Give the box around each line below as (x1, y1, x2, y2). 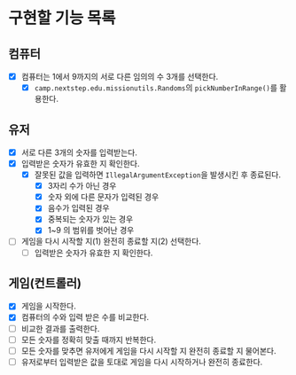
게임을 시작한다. (20, 301, 76, 311)
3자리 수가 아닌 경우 (47, 181, 117, 191)
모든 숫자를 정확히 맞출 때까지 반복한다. (20, 334, 157, 345)
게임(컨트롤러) (8, 276, 82, 291)
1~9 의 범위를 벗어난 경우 (47, 225, 135, 236)
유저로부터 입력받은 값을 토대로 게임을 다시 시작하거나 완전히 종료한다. (20, 356, 263, 367)
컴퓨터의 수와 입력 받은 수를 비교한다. (20, 312, 150, 323)
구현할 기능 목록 (8, 8, 116, 28)
